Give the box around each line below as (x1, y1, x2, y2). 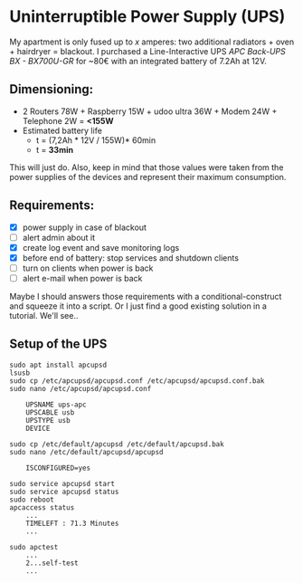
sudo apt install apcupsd (9, 360, 107, 369)
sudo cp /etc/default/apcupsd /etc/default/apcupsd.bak (9, 439, 224, 449)
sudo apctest (9, 542, 59, 551)
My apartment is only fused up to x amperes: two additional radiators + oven (9, 36, 295, 47)
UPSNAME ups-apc (25, 400, 88, 409)
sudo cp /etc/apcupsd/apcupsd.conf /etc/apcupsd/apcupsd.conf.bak (9, 376, 265, 386)
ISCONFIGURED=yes (25, 464, 91, 473)
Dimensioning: (9, 81, 94, 97)
